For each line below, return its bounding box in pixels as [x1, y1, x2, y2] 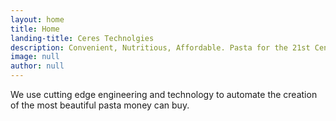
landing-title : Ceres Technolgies [10, 33, 155, 43]
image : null [10, 52, 60, 62]
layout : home [10, 14, 65, 25]
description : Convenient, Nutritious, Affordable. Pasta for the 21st [10, 42, 311, 53]
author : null [10, 61, 65, 71]
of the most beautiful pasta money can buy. [10, 99, 190, 111]
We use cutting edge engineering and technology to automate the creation [10, 89, 318, 100]
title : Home [10, 24, 60, 34]
